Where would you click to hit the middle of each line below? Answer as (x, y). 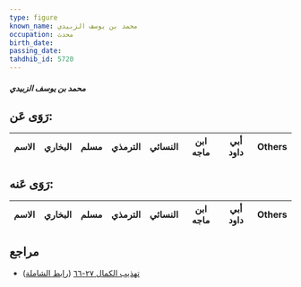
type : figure (34, 17)
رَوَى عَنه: (31, 183)
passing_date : (36, 51)
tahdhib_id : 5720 (42, 59)
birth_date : (31, 43)
